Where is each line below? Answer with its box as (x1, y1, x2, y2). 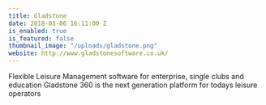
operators (8, 89, 41, 98)
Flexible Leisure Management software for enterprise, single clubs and (8, 72, 245, 81)
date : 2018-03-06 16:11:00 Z (8, 19, 107, 27)
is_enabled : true (8, 27, 67, 35)
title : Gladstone (8, 11, 67, 20)
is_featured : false (8, 34, 75, 43)
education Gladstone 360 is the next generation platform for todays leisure (8, 80, 258, 90)
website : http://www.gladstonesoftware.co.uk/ (8, 49, 169, 57)
